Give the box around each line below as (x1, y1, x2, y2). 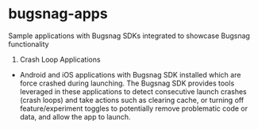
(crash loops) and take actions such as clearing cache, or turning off (19, 95, 245, 104)
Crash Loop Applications (19, 55, 101, 64)
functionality (8, 39, 49, 48)
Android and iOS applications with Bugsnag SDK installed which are (19, 70, 241, 79)
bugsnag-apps (8, 5, 109, 23)
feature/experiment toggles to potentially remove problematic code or (19, 104, 248, 113)
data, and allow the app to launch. (19, 112, 131, 121)
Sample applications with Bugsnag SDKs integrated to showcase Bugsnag (8, 31, 250, 40)
